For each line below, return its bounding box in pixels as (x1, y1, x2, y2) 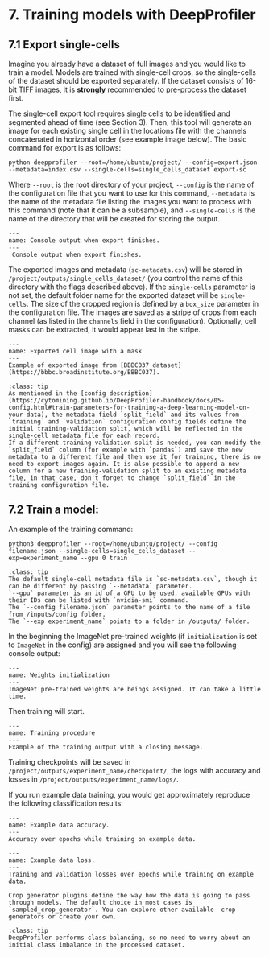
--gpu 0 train (80, 554, 128, 562)
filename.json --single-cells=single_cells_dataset (8, 547, 185, 555)
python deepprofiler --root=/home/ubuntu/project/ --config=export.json (8, 159, 258, 167)
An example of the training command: (8, 524, 134, 534)
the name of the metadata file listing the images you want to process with (8, 197, 252, 206)
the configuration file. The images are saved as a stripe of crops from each (8, 307, 257, 317)
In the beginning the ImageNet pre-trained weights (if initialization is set (8, 631, 258, 641)
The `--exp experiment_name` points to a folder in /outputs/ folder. (8, 617, 250, 625)
